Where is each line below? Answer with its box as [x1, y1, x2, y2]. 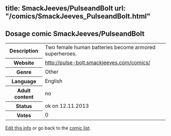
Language [11, 77, 37, 85]
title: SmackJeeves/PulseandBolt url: [5, 4, 126, 13]
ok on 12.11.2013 [45, 102, 89, 109]
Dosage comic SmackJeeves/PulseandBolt [5, 29, 145, 38]
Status [16, 102, 32, 110]
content [14, 93, 34, 100]
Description [9, 47, 39, 54]
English [45, 77, 63, 85]
